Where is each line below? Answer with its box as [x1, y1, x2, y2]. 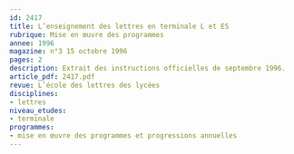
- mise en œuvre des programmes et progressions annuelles [9, 131, 238, 140]
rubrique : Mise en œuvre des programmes [9, 30, 165, 39]
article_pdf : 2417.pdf [9, 72, 95, 82]
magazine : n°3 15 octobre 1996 [9, 47, 128, 56]
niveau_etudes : [9, 106, 67, 115]
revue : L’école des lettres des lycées [9, 81, 161, 90]
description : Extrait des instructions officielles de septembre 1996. [9, 64, 286, 73]
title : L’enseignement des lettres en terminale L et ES [9, 22, 230, 31]
